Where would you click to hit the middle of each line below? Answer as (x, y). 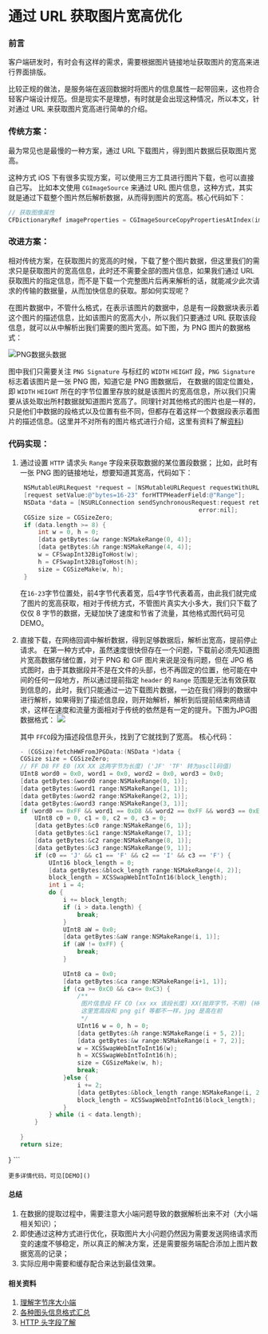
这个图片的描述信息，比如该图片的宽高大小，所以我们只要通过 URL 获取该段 (132, 317)
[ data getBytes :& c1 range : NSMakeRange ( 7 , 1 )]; (113, 833)
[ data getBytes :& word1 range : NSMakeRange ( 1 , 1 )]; (104, 789)
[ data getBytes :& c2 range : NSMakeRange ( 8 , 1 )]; (113, 840)
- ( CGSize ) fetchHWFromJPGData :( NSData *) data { (100, 752)
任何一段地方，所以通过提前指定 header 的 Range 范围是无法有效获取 (145, 679)
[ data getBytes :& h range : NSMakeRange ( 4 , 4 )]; (115, 547)
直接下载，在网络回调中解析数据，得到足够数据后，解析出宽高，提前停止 (138, 639)
